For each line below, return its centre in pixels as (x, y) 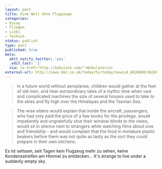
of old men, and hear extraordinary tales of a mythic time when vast (84, 91)
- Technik (15, 37)
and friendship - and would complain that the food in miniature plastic (86, 131)
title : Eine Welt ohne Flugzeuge (39, 14)
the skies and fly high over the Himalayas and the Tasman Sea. (79, 101)
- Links (13, 32)
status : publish (21, 41)
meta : (10, 54)
